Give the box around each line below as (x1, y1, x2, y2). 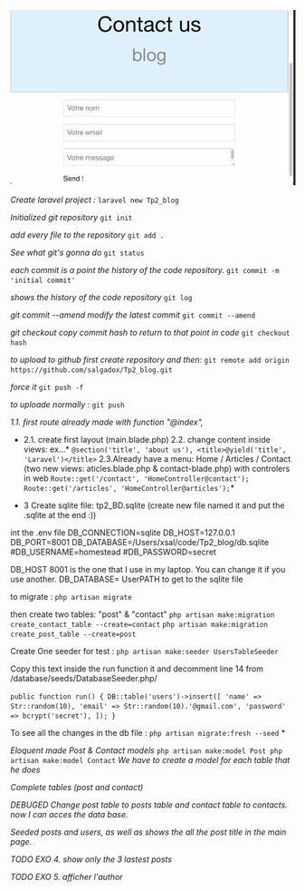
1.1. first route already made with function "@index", (10, 416, 204, 427)
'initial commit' (10, 276, 76, 285)
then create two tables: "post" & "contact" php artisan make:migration (10, 609, 275, 620)
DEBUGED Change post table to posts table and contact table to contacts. (10, 799, 288, 810)
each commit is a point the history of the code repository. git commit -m (10, 264, 280, 275)
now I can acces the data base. (10, 808, 129, 819)
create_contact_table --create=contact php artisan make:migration (10, 620, 268, 629)
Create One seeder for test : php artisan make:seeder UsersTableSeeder (10, 645, 279, 656)
